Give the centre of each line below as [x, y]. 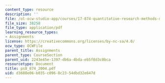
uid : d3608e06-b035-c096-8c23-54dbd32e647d [50, 73]
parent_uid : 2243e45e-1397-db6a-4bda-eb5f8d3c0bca [58, 60]
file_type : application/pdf [34, 28]
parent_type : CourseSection [34, 55]
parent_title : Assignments [33, 50]
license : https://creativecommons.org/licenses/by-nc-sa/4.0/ [70, 41]
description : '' [22, 14]
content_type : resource [29, 10]
